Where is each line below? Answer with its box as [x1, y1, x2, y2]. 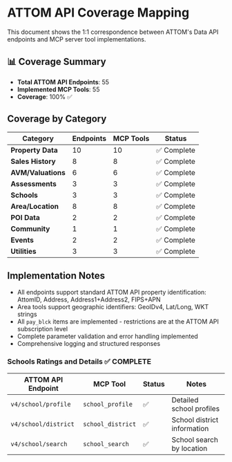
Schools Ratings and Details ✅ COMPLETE [7, 357, 152, 367]
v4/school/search [10, 440, 68, 447]
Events [10, 235, 35, 245]
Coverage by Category [7, 113, 107, 125]
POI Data [10, 212, 40, 222]
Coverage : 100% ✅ [17, 92, 72, 101]
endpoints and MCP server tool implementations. [7, 35, 146, 43]
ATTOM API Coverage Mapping [7, 5, 190, 21]
